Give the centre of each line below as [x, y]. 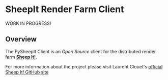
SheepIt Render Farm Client [65, 9]
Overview [21, 39]
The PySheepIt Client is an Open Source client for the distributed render [81, 51]
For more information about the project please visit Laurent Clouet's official [84, 66]
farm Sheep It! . [21, 57]
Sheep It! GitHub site [27, 72]
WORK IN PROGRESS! [28, 23]
